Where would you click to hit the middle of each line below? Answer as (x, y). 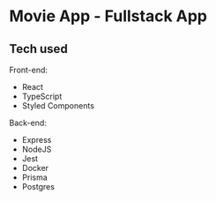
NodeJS (37, 149)
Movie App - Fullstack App (108, 16)
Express (37, 140)
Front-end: (29, 70)
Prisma (35, 177)
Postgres (38, 186)
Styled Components (58, 106)
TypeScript (42, 96)
